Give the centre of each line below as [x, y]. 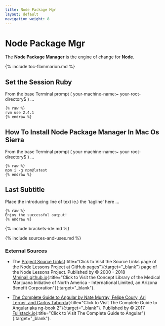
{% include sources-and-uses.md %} [43, 238]
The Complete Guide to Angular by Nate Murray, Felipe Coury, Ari [79, 297]
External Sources [26, 251]
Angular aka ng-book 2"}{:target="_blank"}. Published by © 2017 [79, 308]
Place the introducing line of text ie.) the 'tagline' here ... [62, 202]
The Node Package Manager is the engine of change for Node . [70, 57]
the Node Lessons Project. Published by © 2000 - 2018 [69, 272]
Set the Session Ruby [39, 82]
